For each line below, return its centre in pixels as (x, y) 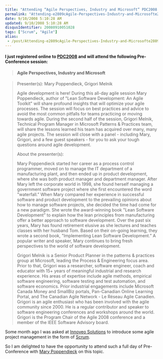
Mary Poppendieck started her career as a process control (75, 163)
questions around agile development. (54, 145)
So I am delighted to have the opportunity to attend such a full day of (74, 346)
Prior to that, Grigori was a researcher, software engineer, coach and (85, 265)
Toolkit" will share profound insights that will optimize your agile (81, 103)
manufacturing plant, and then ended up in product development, (82, 174)
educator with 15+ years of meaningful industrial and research (79, 271)
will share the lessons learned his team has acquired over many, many (87, 129)
